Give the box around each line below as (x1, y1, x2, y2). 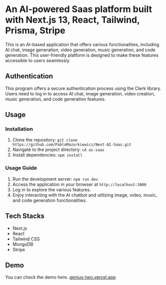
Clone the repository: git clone (12, 137, 77, 143)
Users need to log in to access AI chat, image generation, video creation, (5, 90, 155, 96)
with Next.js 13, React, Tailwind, (5, 14, 140, 26)
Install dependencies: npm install (12, 152, 82, 158)
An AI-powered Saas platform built (5, 4, 152, 15)
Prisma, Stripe (5, 25, 65, 36)
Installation (5, 125, 33, 132)
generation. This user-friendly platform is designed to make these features (5, 52, 159, 58)
